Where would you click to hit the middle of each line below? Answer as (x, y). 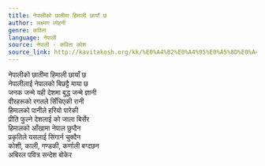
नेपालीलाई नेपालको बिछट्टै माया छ (49, 83)
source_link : (30, 52)
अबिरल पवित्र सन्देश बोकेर (40, 155)
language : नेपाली (32, 38)
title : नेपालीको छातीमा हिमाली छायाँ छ (58, 15)
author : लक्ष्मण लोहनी (37, 23)
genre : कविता (27, 30)
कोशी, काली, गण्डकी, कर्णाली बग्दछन (54, 146)
